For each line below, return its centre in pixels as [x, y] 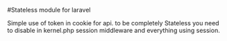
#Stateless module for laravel [49, 10]
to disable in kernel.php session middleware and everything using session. [113, 30]
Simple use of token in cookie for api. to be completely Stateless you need [113, 23]
